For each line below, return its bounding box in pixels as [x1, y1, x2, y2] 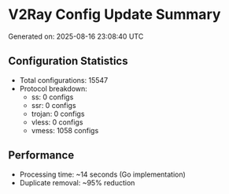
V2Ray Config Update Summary [8, 6, 221, 24]
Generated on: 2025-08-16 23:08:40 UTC [8, 32, 144, 41]
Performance [8, 148, 75, 162]
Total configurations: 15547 [19, 75, 109, 84]
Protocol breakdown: [19, 84, 88, 93]
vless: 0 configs [31, 117, 83, 127]
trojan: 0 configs [31, 109, 85, 118]
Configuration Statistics [8, 54, 128, 68]
